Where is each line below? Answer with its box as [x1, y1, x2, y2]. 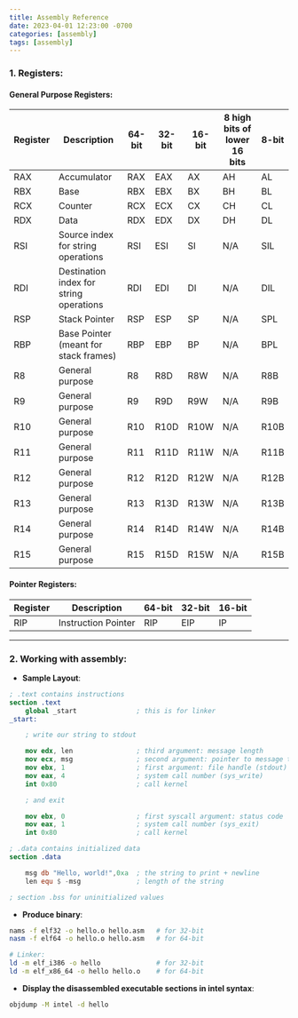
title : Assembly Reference [9, 12, 109, 22]
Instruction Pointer [59, 616, 136, 629]
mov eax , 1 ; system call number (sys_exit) [25, 820, 260, 829]
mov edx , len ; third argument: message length [25, 747, 264, 756]
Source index [59, 228, 114, 241]
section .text [9, 698, 62, 707]
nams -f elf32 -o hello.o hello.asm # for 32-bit [9, 926, 204, 935]
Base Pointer [59, 328, 113, 340]
